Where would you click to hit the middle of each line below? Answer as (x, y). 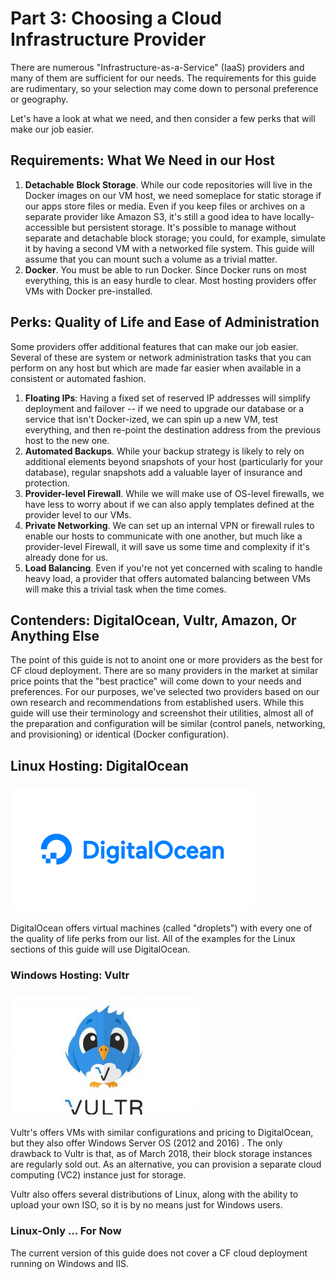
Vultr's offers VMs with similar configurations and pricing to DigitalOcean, (162, 1133)
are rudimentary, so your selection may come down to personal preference (164, 88)
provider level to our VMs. (78, 514)
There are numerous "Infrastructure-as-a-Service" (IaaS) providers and (157, 67)
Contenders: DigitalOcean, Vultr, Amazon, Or (153, 620)
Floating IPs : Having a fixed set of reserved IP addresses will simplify (167, 398)
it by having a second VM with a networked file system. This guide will (169, 248)
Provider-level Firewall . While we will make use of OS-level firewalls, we (174, 493)
